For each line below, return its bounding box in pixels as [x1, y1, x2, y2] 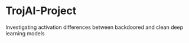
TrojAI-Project [5, 4, 77, 18]
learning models [5, 29, 45, 37]
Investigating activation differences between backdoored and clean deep [5, 24, 184, 31]
